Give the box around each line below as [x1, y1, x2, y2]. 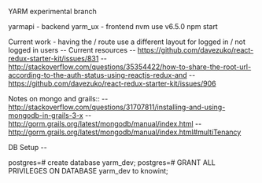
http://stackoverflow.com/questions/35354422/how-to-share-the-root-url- [8, 62, 252, 71]
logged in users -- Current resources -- [8, 46, 136, 54]
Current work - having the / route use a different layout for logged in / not [8, 37, 246, 46]
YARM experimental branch [8, 7, 97, 16]
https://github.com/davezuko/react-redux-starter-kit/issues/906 [8, 79, 216, 88]
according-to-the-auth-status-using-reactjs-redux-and [8, 71, 187, 79]
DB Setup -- [8, 143, 47, 152]
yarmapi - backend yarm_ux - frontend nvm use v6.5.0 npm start [8, 22, 218, 31]
